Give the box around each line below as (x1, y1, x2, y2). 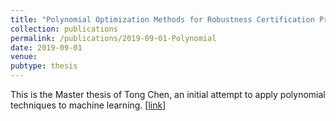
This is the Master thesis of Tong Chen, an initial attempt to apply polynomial (10, 89, 326, 100)
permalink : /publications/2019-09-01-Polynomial (10, 33, 217, 43)
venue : (10, 52, 38, 62)
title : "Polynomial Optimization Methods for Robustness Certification (10, 14, 315, 25)
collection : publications (10, 24, 118, 34)
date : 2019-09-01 (10, 42, 83, 53)
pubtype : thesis (10, 61, 78, 71)
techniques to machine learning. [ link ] (10, 99, 167, 111)
